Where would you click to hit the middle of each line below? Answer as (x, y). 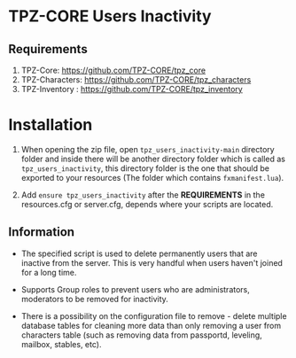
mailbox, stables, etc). (61, 344)
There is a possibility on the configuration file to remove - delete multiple (154, 315)
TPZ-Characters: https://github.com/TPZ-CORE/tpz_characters (136, 80)
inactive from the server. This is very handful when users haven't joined (152, 262)
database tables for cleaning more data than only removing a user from (151, 325)
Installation (51, 125)
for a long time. (49, 272)
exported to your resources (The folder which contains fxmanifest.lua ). (152, 177)
